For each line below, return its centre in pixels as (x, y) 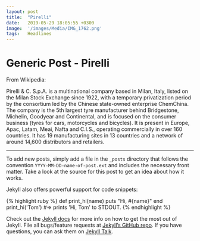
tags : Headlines (29, 34)
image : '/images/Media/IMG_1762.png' (54, 28)
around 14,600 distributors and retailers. (55, 142)
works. (15, 178)
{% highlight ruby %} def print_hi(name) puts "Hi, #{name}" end (85, 201)
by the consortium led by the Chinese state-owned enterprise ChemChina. (98, 104)
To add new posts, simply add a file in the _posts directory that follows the (97, 159)
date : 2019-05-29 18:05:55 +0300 (50, 23)
